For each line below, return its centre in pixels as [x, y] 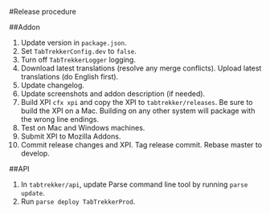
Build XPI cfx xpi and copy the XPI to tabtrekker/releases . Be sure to [137, 102]
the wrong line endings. [60, 119]
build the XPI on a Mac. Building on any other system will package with [138, 111]
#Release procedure [43, 12]
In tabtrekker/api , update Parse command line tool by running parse [134, 184]
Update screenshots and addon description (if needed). [113, 94]
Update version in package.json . [74, 42]
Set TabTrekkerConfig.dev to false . [79, 51]
